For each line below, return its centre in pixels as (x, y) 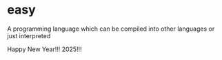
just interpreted (29, 35)
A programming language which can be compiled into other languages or (111, 29)
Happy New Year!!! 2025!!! (44, 49)
